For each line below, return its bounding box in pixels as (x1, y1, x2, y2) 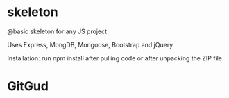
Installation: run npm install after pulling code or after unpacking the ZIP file (7, 54, 223, 63)
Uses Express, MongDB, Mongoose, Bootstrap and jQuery (7, 40, 173, 49)
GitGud (7, 79, 49, 95)
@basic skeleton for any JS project (7, 27, 108, 35)
